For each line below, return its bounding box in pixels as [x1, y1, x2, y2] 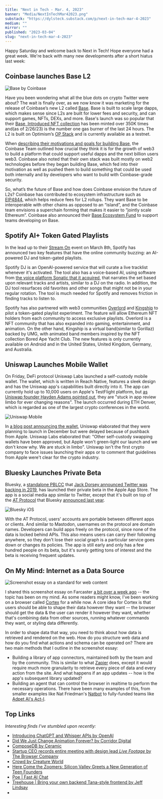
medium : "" [5, 20, 27, 26]
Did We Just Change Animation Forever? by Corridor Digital [12, 738, 131, 743]
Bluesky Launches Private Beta [5, 469, 101, 477]
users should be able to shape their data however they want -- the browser [5, 604, 156, 610]
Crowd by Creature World [12, 758, 64, 764]
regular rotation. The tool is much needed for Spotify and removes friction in [5, 290, 158, 296]
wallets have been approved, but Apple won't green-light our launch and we [5, 439, 158, 445]
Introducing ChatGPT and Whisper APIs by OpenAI [12, 733, 114, 738]
